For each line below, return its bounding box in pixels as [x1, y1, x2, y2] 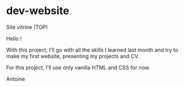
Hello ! [6, 35, 22, 42]
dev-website [6, 4, 70, 18]
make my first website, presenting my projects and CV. [6, 52, 140, 59]
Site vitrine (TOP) [6, 24, 49, 31]
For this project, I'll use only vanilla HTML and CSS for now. [6, 63, 151, 71]
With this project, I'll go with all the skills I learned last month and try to [6, 46, 179, 53]
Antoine [6, 75, 25, 82]
